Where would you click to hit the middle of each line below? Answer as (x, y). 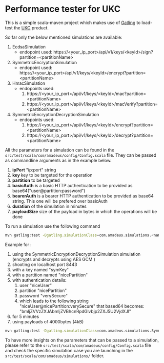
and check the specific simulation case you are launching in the (69, 350)
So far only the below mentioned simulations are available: (64, 37)
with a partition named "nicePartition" (50, 275)
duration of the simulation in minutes (49, 206)
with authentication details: (39, 280)
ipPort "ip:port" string (34, 169)
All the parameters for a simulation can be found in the (60, 150)
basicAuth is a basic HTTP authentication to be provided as (72, 185)
